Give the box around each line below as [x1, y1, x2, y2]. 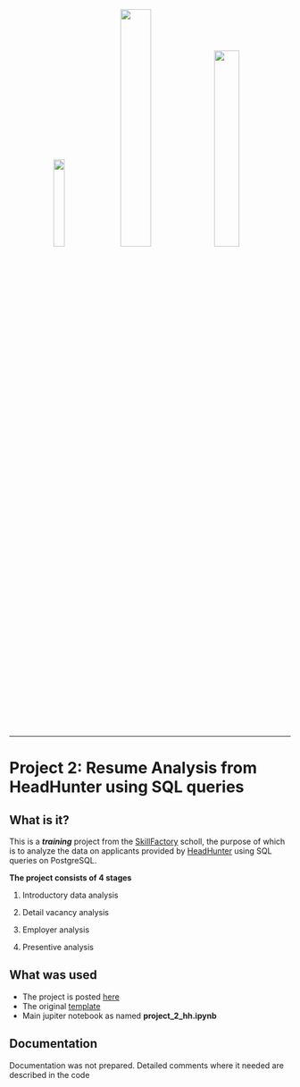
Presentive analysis [21, 942, 94, 952]
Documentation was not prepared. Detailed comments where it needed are [9, 1059, 284, 1071]
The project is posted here [21, 991, 121, 1002]
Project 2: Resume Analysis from [9, 758, 257, 779]
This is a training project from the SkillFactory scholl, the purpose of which [9, 836, 286, 847]
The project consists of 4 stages [9, 872, 132, 883]
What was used [9, 967, 98, 982]
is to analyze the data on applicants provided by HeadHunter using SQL [9, 846, 272, 856]
